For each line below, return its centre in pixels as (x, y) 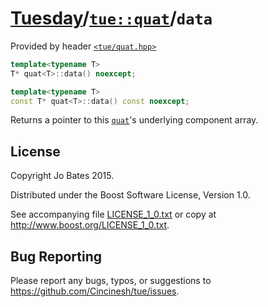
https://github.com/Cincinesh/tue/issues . (95, 291)
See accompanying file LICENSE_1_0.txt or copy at (113, 214)
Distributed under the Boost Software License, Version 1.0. (130, 195)
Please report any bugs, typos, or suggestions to (111, 281)
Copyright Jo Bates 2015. (62, 176)
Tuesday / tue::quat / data (111, 18)
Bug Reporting (56, 256)
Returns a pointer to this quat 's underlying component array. (134, 120)
